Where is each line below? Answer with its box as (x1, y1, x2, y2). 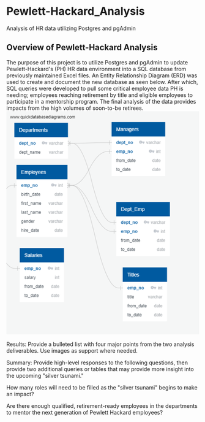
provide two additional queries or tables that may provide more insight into (6, 365, 194, 372)
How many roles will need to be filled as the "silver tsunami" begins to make (6, 383, 198, 391)
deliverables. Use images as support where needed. (6, 347, 138, 354)
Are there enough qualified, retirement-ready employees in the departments (6, 402, 198, 409)
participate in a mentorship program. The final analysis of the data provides (6, 98, 196, 105)
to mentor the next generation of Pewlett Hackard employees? (6, 409, 163, 416)
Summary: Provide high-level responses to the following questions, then (6, 359, 188, 366)
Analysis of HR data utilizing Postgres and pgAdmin (6, 25, 136, 32)
